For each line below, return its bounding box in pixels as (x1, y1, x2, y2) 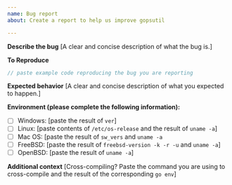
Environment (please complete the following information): (7, 103, 181, 111)
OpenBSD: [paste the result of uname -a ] (17, 148, 134, 156)
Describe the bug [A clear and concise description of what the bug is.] (7, 42, 213, 50)
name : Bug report (7, 10, 58, 18)
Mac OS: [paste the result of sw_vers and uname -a (17, 132, 163, 141)
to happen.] (7, 89, 41, 98)
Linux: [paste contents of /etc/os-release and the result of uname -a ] (17, 124, 218, 133)
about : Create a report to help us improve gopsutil (7, 17, 165, 24)
